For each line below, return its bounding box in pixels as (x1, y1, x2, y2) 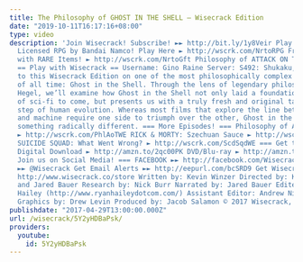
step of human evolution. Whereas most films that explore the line (17, 105, 280, 114)
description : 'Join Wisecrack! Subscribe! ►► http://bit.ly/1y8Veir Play (9, 38, 293, 48)
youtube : (17, 230, 50, 239)
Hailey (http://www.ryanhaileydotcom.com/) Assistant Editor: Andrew (17, 189, 284, 198)
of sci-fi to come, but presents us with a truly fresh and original (17, 96, 284, 106)
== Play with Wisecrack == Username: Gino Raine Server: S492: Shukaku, (17, 64, 297, 73)
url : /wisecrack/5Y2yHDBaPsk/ (9, 213, 124, 223)
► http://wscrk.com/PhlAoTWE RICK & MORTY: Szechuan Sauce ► (17, 131, 252, 140)
